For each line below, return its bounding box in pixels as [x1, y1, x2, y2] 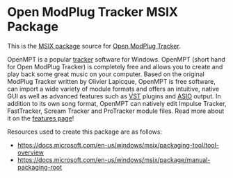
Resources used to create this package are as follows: [7, 127, 162, 136]
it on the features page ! [7, 114, 74, 122]
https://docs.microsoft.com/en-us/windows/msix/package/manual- [17, 155, 211, 163]
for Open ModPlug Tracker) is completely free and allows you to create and [7, 62, 223, 71]
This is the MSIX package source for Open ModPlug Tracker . [7, 42, 181, 50]
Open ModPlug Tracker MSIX [7, 4, 179, 20]
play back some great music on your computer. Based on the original [7, 70, 205, 78]
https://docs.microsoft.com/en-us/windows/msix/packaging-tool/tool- [17, 141, 219, 149]
